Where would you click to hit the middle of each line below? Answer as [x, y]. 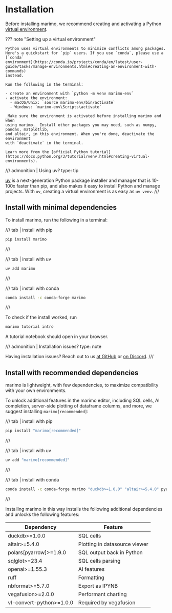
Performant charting [103, 594]
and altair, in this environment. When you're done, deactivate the [80, 134]
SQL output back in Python [111, 552]
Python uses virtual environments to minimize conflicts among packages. [86, 48]
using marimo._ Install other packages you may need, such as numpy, [81, 125]
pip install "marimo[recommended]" [43, 431]
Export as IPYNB [98, 586]
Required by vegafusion [107, 602]
